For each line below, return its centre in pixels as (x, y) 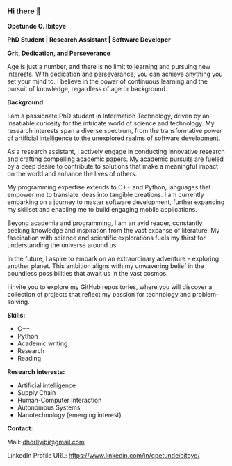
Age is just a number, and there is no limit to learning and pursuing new (109, 67)
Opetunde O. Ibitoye (37, 26)
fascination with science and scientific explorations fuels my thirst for (107, 238)
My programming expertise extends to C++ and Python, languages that (109, 187)
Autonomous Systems (49, 407)
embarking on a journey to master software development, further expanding (116, 202)
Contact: (20, 428)
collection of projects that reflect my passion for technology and (99, 295)
